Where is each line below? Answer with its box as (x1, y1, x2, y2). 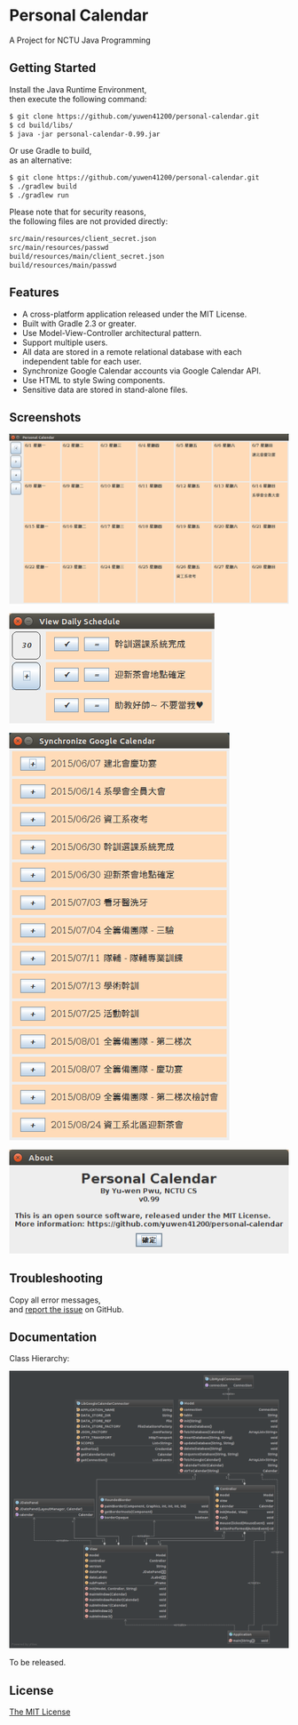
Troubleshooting (9, 1271, 104, 1286)
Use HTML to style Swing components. (21, 374, 166, 385)
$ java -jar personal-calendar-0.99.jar (9, 130, 161, 139)
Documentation (9, 1329, 98, 1344)
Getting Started (9, 60, 97, 76)
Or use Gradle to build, (9, 145, 92, 156)
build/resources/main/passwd (9, 261, 117, 269)
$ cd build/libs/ (9, 121, 74, 130)
